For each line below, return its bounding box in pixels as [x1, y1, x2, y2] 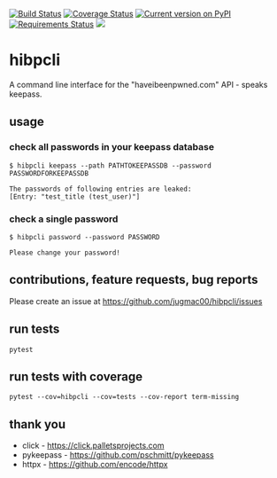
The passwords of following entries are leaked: [9, 184, 192, 193]
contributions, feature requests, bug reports [9, 272, 258, 287]
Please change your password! [9, 248, 121, 257]
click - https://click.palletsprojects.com [21, 440, 165, 451]
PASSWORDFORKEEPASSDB [9, 168, 89, 177]
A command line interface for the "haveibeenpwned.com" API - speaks [9, 79, 268, 90]
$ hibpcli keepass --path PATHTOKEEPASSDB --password [9, 161, 212, 170]
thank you [9, 417, 66, 432]
